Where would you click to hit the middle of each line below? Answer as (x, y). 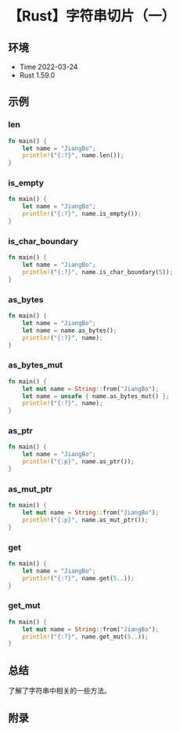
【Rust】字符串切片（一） (92, 16)
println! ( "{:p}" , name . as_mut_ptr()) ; (85, 520)
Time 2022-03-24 (49, 67)
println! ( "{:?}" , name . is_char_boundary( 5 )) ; (98, 272)
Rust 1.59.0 (37, 75)
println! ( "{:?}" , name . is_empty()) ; (82, 214)
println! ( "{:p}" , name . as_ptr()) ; (78, 462)
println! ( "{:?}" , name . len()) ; (73, 155)
